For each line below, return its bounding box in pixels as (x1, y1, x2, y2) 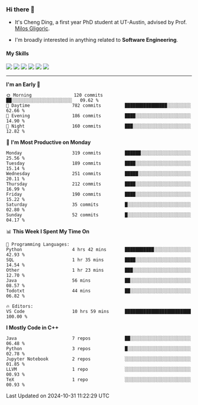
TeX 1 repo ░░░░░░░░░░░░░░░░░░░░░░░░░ (6, 377, 192, 383)
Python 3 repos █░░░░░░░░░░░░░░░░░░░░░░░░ (6, 345, 192, 351)
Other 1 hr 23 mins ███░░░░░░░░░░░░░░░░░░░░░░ (6, 267, 192, 273)
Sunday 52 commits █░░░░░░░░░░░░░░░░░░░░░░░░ (6, 212, 192, 218)
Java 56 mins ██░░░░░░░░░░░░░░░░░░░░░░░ (6, 277, 192, 284)
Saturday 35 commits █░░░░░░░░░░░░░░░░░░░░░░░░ (6, 202, 192, 208)
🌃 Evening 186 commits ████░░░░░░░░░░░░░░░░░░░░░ (6, 113, 192, 118)
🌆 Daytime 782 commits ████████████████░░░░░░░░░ (6, 103, 192, 108)
